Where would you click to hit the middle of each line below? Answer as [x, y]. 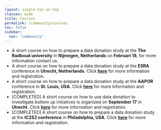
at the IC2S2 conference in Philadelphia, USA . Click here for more [79, 117]
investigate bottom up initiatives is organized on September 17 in [77, 102]
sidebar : [13, 32]
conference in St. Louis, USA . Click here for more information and [78, 86]
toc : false [16, 28]
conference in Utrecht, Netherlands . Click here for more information [80, 71]
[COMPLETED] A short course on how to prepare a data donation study [83, 112]
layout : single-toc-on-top [32, 9]
